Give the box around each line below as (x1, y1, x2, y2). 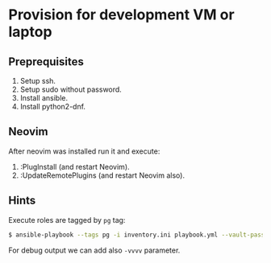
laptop (8, 23, 52, 41)
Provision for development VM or (8, 6, 236, 24)
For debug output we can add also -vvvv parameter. (8, 245, 181, 255)
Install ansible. (19, 93, 69, 102)
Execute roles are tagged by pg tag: (8, 215, 126, 224)
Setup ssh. (19, 76, 56, 85)
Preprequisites (8, 55, 85, 68)
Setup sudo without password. (19, 84, 123, 94)
